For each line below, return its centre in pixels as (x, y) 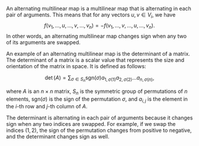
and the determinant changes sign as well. (58, 137)
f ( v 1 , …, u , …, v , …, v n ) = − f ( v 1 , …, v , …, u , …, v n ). (99, 26)
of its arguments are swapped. (44, 42)
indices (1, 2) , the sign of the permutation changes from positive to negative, (99, 130)
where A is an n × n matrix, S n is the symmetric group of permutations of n (97, 92)
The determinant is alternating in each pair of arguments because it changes (99, 118)
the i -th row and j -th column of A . (47, 107)
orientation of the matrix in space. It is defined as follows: (76, 66)
